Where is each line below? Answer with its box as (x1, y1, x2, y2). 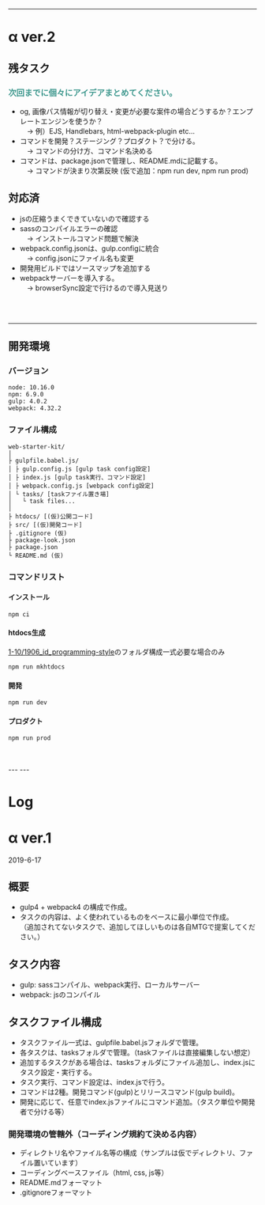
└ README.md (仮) (8, 551, 65, 559)
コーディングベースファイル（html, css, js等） (19, 1168, 169, 1177)
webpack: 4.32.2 (8, 404, 62, 412)
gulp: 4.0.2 (8, 397, 47, 406)
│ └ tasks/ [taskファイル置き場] (8, 490, 110, 498)
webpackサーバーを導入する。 (19, 273, 119, 282)
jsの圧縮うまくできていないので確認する (19, 214, 150, 223)
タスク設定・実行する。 (19, 1067, 96, 1077)
